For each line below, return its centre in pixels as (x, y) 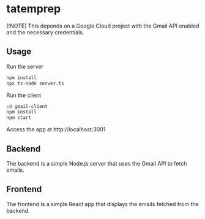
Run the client (24, 95)
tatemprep (34, 9)
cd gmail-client (27, 106)
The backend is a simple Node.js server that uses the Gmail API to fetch (97, 163)
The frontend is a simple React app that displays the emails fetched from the (102, 204)
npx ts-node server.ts (35, 83)
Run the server (25, 66)
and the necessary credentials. (45, 32)
